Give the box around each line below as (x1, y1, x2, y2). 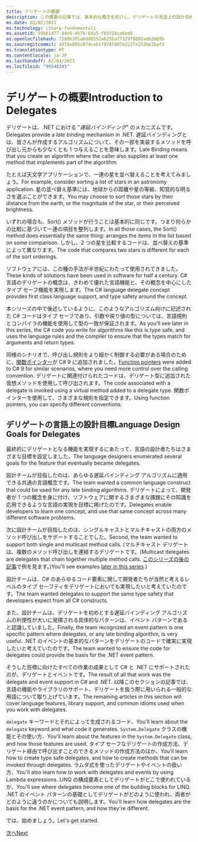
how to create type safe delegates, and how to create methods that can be (6, 754, 187, 761)
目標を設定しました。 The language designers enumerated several (21, 453, 182, 460)
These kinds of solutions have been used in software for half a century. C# (6, 272, 187, 279)
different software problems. (6, 514, 75, 521)
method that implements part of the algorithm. (6, 159, 118, 166)
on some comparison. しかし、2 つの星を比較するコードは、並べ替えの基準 (6, 239, 189, 246)
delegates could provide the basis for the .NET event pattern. (6, 652, 154, 659)
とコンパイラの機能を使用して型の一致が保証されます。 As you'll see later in (6, 320, 189, 327)
